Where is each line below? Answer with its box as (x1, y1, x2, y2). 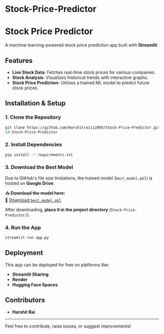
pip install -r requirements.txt (5, 152, 73, 157)
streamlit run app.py (5, 235, 49, 240)
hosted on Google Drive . (5, 180, 55, 186)
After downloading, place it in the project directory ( (5, 206, 111, 212)
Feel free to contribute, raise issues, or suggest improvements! (5, 323, 131, 329)
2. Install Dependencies (5, 141, 62, 148)
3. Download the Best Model (5, 164, 73, 171)
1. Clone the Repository (5, 114, 61, 121)
